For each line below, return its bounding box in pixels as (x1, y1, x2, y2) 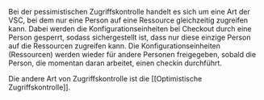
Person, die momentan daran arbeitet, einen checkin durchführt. (8, 58, 222, 68)
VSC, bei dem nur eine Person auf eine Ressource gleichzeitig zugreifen (8, 15, 249, 25)
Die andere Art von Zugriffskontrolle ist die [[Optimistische (8, 74, 203, 83)
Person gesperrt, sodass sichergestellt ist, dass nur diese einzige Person (8, 32, 251, 42)
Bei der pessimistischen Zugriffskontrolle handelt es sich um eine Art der (8, 7, 250, 16)
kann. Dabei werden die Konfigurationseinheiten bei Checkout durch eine (8, 24, 252, 33)
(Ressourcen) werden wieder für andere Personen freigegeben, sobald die (8, 50, 257, 59)
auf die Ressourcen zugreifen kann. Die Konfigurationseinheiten (8, 41, 220, 51)
